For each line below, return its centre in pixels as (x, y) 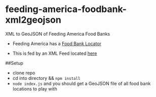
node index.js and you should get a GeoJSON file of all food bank (82, 83)
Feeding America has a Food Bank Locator (57, 43)
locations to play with (35, 88)
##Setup (14, 63)
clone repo (24, 73)
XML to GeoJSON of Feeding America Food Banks (58, 34)
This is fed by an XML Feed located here (55, 53)
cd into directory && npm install (46, 78)
